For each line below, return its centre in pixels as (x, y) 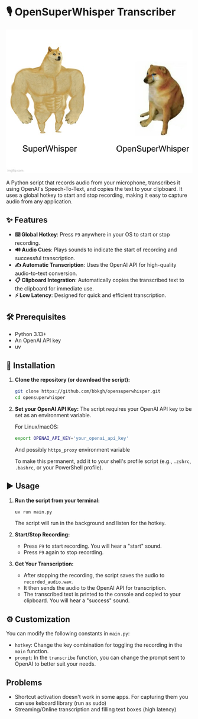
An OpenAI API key (38, 341)
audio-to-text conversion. (46, 273)
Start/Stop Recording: (42, 535)
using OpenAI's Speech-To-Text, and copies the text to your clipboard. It (94, 188)
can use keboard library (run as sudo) (61, 703)
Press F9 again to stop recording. (64, 552)
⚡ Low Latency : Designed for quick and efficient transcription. (90, 295)
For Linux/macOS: (37, 426)
